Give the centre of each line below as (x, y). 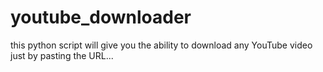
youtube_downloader (101, 17)
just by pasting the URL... (62, 55)
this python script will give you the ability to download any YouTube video (161, 45)
